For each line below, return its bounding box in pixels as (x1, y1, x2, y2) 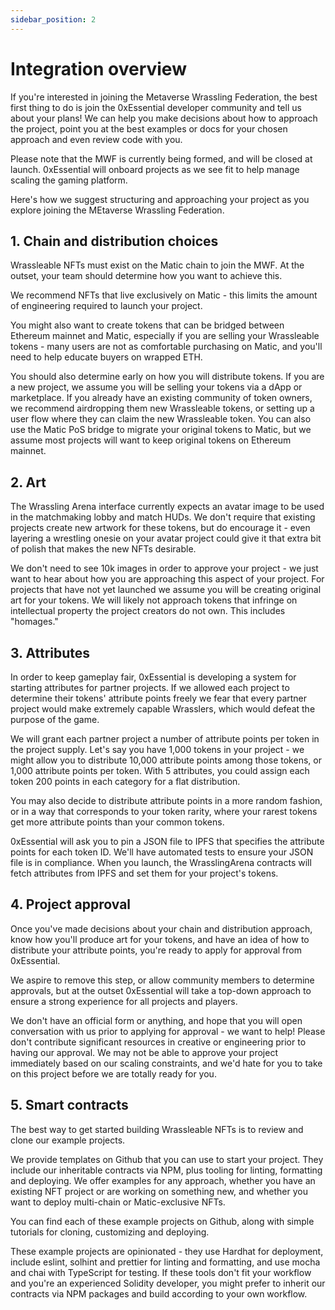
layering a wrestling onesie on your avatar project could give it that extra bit (10, 532, 322, 545)
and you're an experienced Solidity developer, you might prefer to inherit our (10, 1277, 326, 1289)
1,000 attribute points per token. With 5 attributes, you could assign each (10, 765, 310, 776)
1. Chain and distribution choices (10, 232, 219, 250)
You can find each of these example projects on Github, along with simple (10, 1215, 315, 1227)
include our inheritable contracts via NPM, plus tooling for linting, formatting (10, 1164, 323, 1176)
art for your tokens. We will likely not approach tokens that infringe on (10, 594, 298, 606)
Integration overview (10, 57, 187, 80)
